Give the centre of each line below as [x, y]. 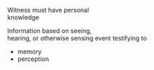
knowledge [23, 17]
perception [33, 59]
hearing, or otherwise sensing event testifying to [77, 38]
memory [29, 52]
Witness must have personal [48, 10]
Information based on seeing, [50, 31]
